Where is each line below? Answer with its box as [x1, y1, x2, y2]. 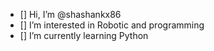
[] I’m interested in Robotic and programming [19, 19, 205, 31]
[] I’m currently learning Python [19, 30, 149, 41]
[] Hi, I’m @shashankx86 [19, 9, 122, 20]
